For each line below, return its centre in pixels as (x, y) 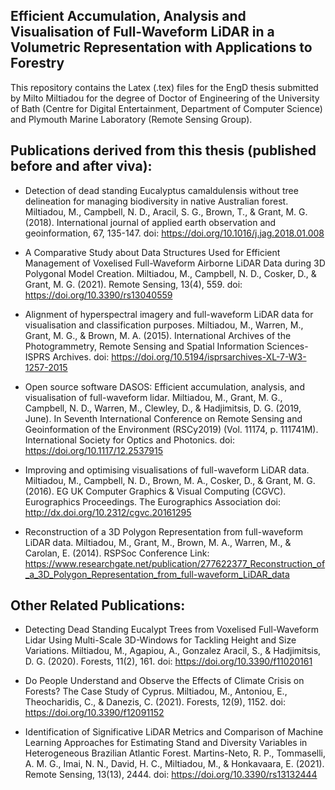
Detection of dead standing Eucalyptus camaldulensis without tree (161, 190)
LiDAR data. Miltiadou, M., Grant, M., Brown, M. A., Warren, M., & (158, 542)
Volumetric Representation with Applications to (161, 47)
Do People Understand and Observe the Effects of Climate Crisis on (164, 681)
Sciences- (287, 346)
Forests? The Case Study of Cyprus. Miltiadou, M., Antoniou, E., (156, 691)
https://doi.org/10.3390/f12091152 (94, 713)
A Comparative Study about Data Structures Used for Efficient (152, 252)
